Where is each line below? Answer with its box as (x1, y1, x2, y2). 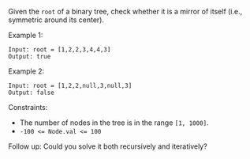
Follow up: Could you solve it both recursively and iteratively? (8, 142, 207, 151)
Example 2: (8, 66, 45, 76)
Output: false (8, 89, 55, 97)
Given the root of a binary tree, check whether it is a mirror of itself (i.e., (8, 7, 243, 16)
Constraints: (8, 103, 48, 112)
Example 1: (8, 31, 43, 40)
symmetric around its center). (8, 15, 105, 25)
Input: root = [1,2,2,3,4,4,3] (8, 46, 111, 54)
